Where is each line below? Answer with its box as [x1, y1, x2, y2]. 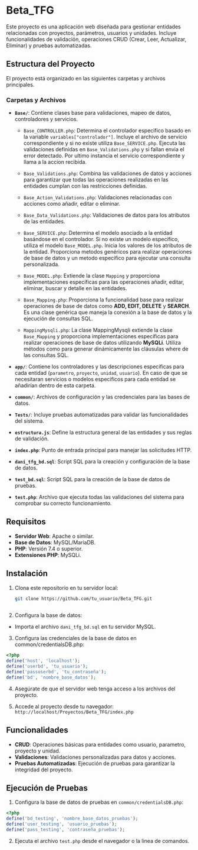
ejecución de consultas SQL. [23, 315, 93, 322]
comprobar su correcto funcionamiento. [14, 500, 112, 507]
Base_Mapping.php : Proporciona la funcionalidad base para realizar [23, 296, 184, 303]
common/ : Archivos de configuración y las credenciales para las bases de [14, 394, 190, 401]
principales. [6, 81, 35, 88]
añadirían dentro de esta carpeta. [14, 382, 96, 389]
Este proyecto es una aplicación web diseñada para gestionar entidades [6, 23, 181, 30]
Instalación [6, 569, 48, 579]
